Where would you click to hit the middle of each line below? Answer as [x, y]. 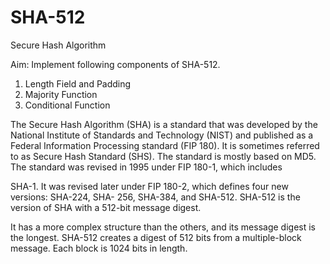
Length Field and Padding [78, 83]
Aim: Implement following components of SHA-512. [115, 64]
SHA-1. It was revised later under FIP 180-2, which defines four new [149, 186]
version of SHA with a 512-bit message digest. [106, 207]
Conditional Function [67, 105]
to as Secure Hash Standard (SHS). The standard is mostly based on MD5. [163, 156]
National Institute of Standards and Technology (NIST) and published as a [162, 135]
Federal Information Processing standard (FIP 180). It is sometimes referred [165, 145]
